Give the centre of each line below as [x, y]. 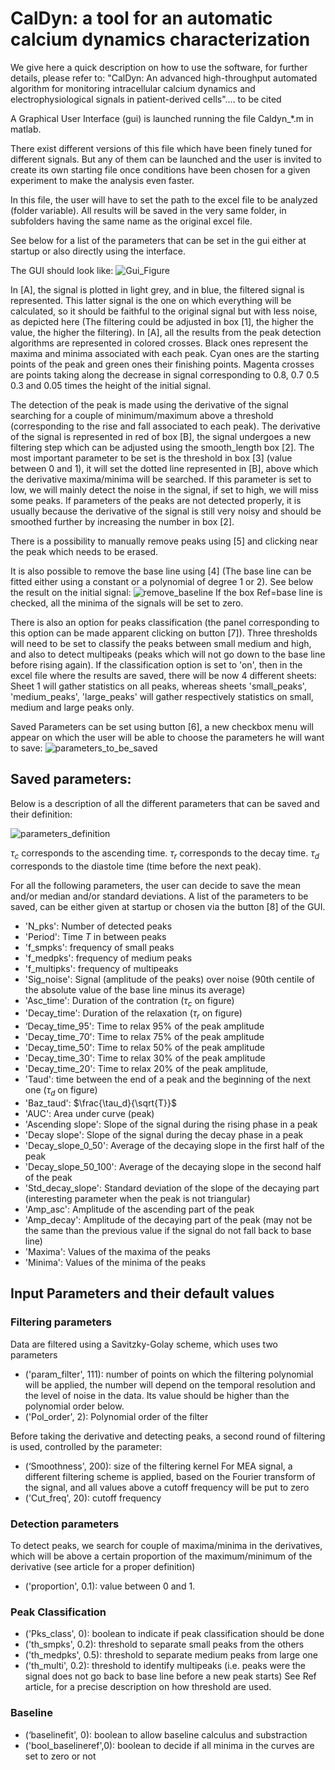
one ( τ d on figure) [61, 1091]
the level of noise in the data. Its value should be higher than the [157, 1395]
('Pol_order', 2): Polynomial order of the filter [116, 1416]
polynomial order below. [74, 1406]
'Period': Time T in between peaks [95, 936]
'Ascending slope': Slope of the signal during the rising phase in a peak [171, 1124]
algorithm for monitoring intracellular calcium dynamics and [133, 88]
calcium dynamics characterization [160, 39]
